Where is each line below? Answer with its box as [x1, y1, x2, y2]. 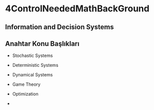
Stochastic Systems [12, 53, 53, 58]
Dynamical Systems [12, 72, 53, 78]
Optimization [12, 91, 39, 97]
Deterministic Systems [12, 62, 58, 68]
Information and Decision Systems [5, 23, 114, 31]
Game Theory [12, 81, 41, 87]
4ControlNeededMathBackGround [5, 3, 150, 14]
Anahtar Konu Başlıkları [5, 39, 80, 48]
